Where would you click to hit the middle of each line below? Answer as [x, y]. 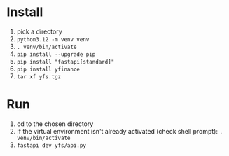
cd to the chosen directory [55, 124]
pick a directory [39, 31]
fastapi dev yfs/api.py [51, 145]
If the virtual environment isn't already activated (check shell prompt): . [120, 131]
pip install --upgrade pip [56, 54]
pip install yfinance [48, 69]
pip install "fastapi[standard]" [65, 62]
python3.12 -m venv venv [53, 39]
